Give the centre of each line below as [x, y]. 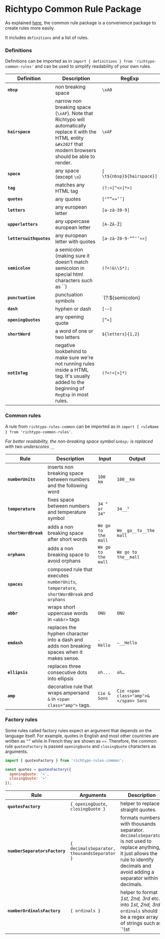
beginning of [70, 388]
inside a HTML [72, 370]
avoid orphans [64, 561]
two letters [68, 338]
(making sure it [72, 256]
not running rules [75, 364]
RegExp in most [72, 395]
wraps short [61, 607]
